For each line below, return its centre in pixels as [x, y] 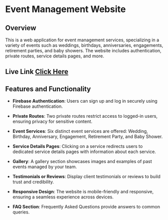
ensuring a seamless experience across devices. [63, 197]
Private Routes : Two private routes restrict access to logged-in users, [85, 116]
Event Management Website [66, 9]
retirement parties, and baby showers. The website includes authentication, [83, 51]
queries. [21, 212]
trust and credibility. [33, 182]
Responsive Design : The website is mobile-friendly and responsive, [83, 192]
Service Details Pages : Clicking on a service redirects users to [77, 146]
